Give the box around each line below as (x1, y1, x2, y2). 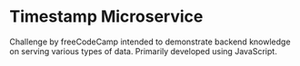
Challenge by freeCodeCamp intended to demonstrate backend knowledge (9, 36, 291, 47)
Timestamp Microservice (9, 6, 204, 27)
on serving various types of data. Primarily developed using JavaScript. (9, 45, 277, 56)
